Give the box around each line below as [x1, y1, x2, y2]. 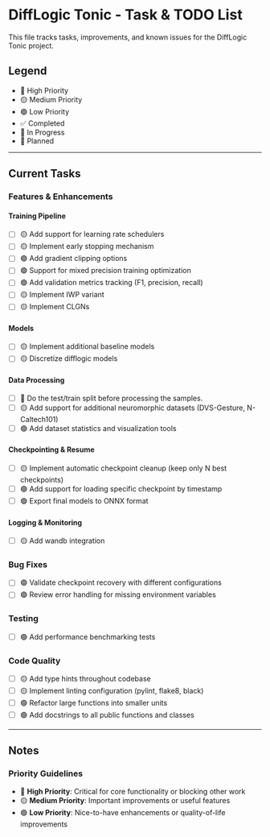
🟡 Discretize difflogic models [19, 354, 118, 363]
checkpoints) [19, 474, 64, 484]
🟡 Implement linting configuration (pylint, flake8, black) [19, 686, 204, 696]
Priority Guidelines [8, 768, 83, 779]
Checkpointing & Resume [8, 445, 95, 454]
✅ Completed [19, 118, 65, 128]
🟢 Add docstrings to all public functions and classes [19, 711, 194, 720]
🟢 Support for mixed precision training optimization [19, 266, 191, 276]
